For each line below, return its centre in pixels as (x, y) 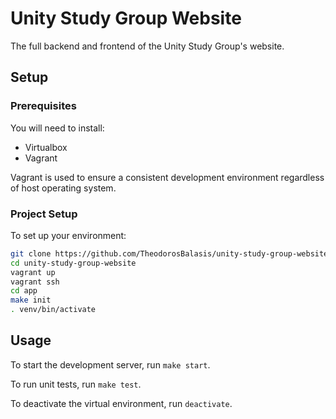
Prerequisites (43, 106)
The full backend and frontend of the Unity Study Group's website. (147, 46)
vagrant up (33, 272)
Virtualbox (46, 147)
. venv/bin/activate (53, 310)
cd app (24, 291)
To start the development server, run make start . (110, 364)
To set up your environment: (68, 235)
